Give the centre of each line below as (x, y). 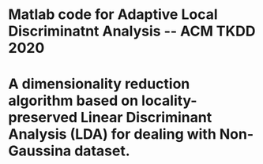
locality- (169, 101)
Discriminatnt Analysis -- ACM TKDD (132, 31)
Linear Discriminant (146, 118)
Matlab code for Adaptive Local (113, 15)
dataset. (102, 151)
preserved (43, 118)
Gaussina (40, 151)
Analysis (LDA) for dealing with (113, 134)
